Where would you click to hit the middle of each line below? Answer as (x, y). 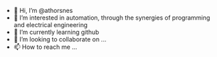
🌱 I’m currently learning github (56, 32)
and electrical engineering (50, 25)
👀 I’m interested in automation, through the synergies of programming (112, 18)
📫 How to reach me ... (45, 47)
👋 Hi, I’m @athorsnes (43, 11)
